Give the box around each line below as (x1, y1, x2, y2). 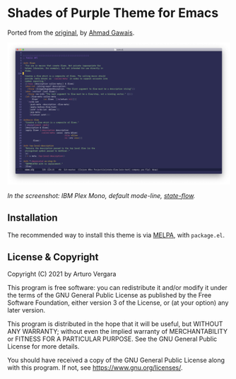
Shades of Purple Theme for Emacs (7, 5, 219, 21)
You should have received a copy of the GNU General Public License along (7, 356, 225, 365)
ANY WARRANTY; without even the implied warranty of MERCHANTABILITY (7, 327, 228, 336)
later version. (7, 306, 46, 315)
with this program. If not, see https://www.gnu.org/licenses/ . (7, 363, 183, 372)
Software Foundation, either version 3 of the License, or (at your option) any (7, 298, 229, 307)
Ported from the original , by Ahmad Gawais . (7, 28, 135, 37)
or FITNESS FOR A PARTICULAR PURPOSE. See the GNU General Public (7, 334, 218, 344)
